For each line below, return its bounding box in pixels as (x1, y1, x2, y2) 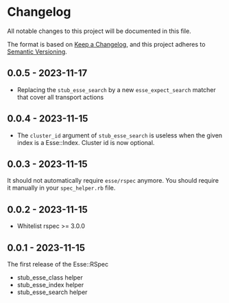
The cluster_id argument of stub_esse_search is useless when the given (16, 131, 223, 139)
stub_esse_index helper (16, 281, 84, 289)
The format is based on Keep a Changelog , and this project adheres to (7, 40, 206, 48)
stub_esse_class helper (16, 273, 84, 282)
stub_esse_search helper (16, 288, 88, 296)
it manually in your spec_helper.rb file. (7, 183, 116, 192)
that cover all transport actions (16, 93, 104, 101)
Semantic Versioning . (7, 47, 67, 56)
